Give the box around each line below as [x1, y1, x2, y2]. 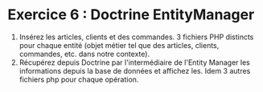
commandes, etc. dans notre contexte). [18, 49, 150, 58]
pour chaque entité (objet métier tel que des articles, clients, [18, 40, 220, 50]
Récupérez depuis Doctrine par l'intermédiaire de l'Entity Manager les [18, 58, 251, 67]
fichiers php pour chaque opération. [18, 74, 139, 84]
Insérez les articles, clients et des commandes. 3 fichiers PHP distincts [18, 32, 254, 42]
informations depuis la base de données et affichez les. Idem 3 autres [18, 66, 251, 75]
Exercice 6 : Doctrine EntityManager [7, 6, 255, 24]
